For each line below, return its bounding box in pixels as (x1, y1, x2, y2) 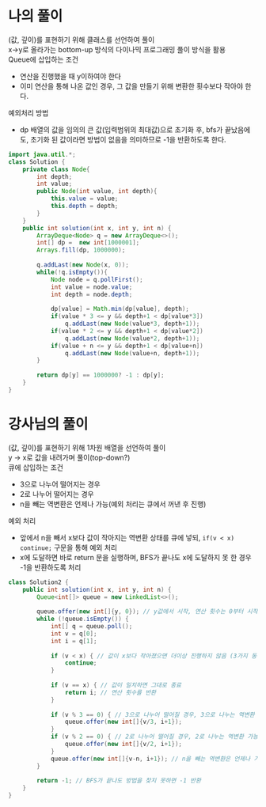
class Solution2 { (8, 578, 69, 586)
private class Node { (22, 165, 90, 173)
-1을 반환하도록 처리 (19, 563, 82, 572)
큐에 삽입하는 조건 (8, 462, 63, 472)
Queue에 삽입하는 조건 (8, 55, 79, 64)
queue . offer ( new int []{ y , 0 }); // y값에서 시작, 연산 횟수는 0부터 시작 (36, 608, 259, 616)
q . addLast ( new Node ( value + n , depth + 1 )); (64, 349, 200, 357)
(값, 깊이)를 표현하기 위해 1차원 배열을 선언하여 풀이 (8, 442, 166, 452)
